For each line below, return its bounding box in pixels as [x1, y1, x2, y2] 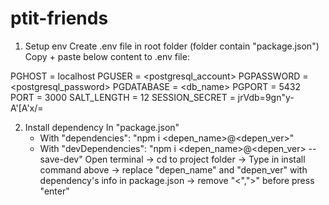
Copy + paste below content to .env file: [24, 50, 190, 62]
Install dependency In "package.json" [24, 121, 180, 133]
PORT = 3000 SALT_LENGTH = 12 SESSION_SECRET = [10, 91, 236, 103]
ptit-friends [10, 7, 109, 30]
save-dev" [39, 153, 83, 165]
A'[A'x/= [10, 102, 44, 114]
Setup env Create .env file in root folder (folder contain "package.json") [24, 40, 320, 52]
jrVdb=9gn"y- [237, 91, 295, 103]
